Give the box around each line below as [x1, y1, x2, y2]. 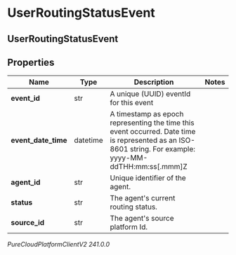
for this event [110, 98, 154, 108]
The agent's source [110, 214, 174, 223]
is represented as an [110, 135, 178, 145]
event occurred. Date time [110, 127, 196, 137]
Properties [7, 56, 55, 68]
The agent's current [110, 193, 176, 203]
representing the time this [110, 118, 195, 127]
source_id [11, 218, 45, 228]
